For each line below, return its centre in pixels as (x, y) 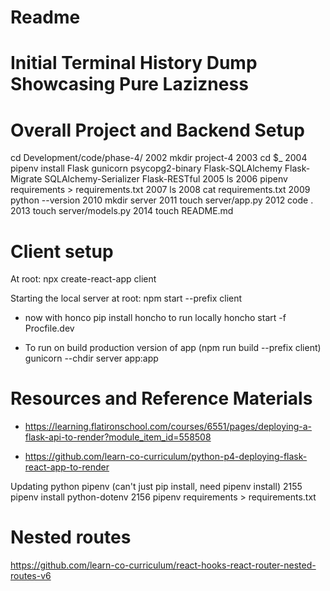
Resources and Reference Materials (161, 398)
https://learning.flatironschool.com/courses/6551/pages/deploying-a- (168, 427)
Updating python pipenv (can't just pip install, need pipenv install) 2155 (156, 487)
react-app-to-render (67, 467)
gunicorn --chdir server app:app (91, 358)
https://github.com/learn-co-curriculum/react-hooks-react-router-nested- (163, 565)
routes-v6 (31, 576)
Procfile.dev (49, 328)
